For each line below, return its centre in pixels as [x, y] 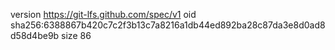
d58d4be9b [35, 35]
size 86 [76, 35]
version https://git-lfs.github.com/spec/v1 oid [103, 14]
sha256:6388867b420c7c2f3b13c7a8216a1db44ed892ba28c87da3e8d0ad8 [168, 25]
